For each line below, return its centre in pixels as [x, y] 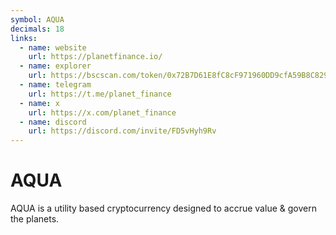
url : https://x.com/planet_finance [102, 112]
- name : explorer [55, 66]
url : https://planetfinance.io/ [95, 57]
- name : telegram [55, 85]
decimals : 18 [37, 29]
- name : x [39, 103]
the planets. [35, 219]
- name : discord [53, 122]
